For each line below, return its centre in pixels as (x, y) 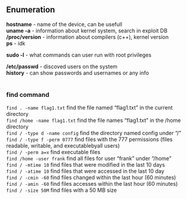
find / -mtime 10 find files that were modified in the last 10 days (86, 165)
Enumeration (31, 10)
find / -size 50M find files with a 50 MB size (62, 190)
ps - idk (16, 43)
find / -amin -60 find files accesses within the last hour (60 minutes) (92, 184)
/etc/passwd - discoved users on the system (62, 66)
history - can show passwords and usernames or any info (78, 73)
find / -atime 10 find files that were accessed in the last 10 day (85, 171)
